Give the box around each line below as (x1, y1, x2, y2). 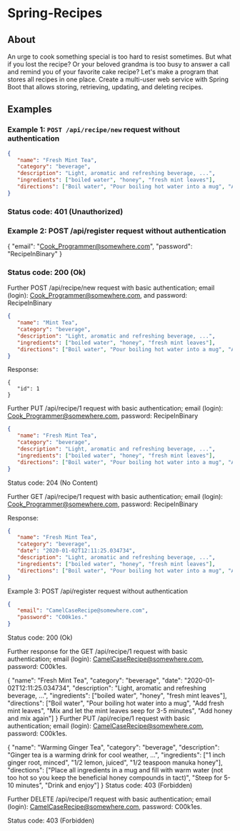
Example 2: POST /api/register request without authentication (7, 226, 226, 236)
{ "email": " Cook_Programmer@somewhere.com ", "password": (7, 242, 193, 251)
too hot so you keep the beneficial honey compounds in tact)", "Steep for (7, 773, 223, 782)
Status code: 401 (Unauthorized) (7, 206, 124, 216)
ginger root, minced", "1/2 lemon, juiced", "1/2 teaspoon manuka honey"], (7, 758, 223, 767)
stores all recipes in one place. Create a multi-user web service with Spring (7, 75, 229, 84)
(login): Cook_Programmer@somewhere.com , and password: (7, 291, 188, 300)
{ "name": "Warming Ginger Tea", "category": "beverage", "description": (7, 743, 220, 752)
